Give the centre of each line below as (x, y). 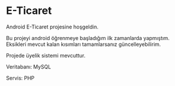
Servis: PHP (20, 78)
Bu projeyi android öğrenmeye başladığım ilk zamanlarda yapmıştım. (88, 38)
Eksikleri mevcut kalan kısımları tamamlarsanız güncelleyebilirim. (84, 44)
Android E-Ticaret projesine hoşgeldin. (52, 27)
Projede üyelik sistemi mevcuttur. (46, 55)
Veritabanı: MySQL (29, 67)
